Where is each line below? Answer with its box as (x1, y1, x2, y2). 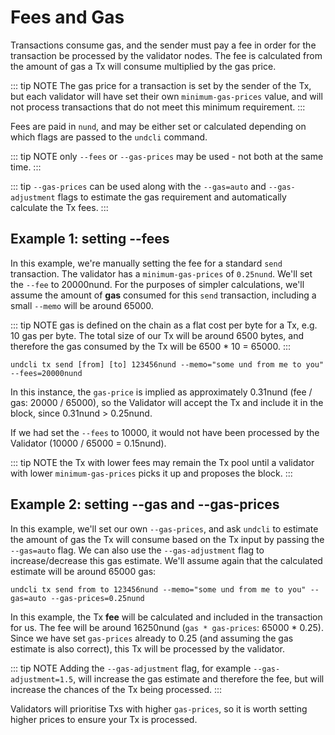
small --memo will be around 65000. (10, 299, 154, 311)
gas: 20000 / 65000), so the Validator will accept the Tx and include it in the (10, 396, 324, 408)
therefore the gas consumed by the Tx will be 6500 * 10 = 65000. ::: (10, 340, 291, 352)
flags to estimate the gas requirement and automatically (57, 191, 287, 203)
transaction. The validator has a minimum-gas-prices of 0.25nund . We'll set (10, 267, 313, 280)
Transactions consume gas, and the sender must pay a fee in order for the (10, 39, 317, 51)
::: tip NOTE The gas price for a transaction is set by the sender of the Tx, (10, 79, 312, 91)
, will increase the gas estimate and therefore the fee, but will (73, 672, 325, 685)
